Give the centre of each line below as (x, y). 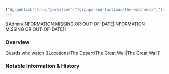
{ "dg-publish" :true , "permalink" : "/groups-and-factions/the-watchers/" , (82, 10)
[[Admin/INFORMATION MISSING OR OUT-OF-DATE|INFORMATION (75, 24)
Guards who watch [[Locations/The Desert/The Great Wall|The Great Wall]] (83, 53)
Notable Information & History (43, 66)
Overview (17, 42)
